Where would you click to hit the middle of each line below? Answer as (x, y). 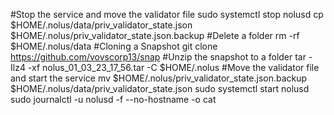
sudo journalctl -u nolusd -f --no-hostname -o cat (113, 99)
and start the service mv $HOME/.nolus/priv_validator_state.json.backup (159, 78)
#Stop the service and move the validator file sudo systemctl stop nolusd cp (167, 14)
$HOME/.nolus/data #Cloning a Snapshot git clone (114, 46)
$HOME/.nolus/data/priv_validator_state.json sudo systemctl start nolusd (160, 88)
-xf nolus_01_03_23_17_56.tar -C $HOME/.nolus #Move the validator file (173, 67)
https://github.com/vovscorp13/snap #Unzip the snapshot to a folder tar (158, 57)
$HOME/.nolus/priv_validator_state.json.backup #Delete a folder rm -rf (155, 35)
